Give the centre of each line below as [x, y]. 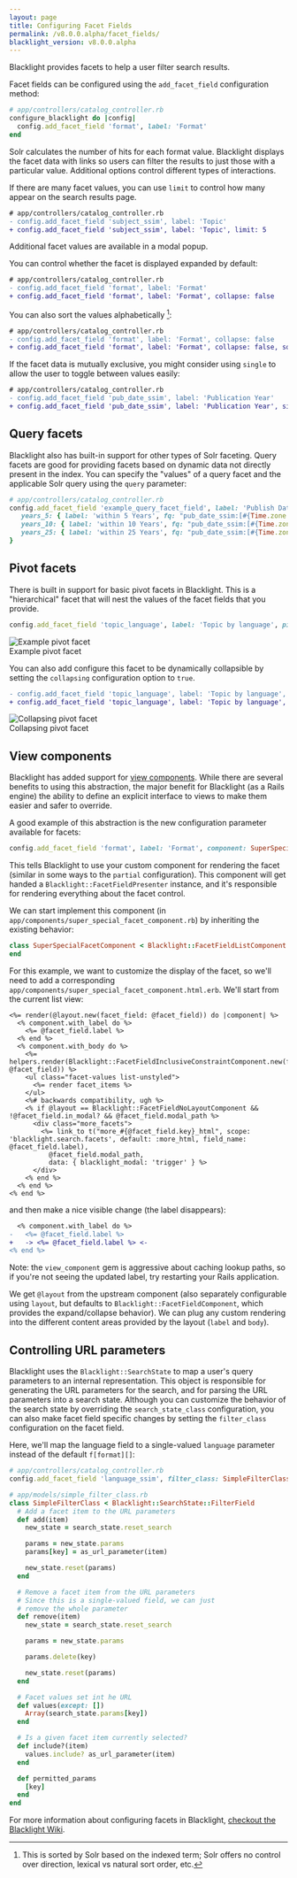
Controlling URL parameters [88, 1350]
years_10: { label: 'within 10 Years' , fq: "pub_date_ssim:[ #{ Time [148, 524]
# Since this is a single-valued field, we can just [116, 1600]
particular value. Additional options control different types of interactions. [143, 170]
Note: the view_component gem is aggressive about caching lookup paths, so [147, 1267]
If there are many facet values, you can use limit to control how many [137, 188]
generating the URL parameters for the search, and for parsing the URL [138, 1390]
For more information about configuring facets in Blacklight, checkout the [143, 1820]
